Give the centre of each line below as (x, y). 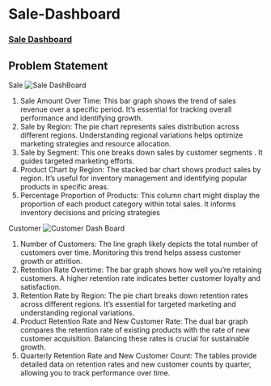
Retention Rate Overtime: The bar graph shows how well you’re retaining (141, 269)
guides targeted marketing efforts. (77, 161)
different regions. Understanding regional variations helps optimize (131, 135)
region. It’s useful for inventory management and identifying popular (133, 178)
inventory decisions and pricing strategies (90, 212)
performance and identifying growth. (81, 117)
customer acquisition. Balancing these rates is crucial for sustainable (135, 338)
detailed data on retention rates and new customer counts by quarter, (136, 364)
